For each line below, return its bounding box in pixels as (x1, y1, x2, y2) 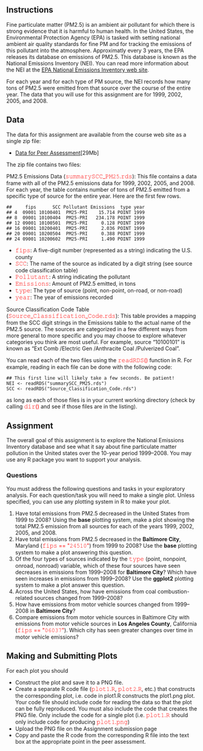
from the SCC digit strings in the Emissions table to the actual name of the (6, 318, 191, 326)
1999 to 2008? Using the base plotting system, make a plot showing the (15, 516, 195, 524)
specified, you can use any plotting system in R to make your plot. (6, 497, 171, 505)
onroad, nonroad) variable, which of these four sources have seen (15, 562, 181, 569)
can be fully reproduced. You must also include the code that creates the (15, 705, 198, 712)
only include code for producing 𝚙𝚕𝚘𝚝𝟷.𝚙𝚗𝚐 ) (15, 718, 130, 726)
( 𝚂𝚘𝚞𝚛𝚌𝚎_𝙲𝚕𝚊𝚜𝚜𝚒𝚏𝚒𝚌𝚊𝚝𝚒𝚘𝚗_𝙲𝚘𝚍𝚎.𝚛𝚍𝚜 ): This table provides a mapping (6, 312, 196, 319)
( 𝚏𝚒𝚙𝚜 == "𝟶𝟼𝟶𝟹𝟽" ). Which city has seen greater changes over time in (15, 626, 193, 633)
